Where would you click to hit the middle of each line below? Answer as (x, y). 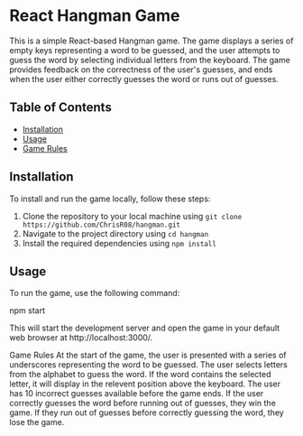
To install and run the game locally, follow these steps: (110, 199)
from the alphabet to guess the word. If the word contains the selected (141, 375)
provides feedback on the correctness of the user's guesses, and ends (141, 70)
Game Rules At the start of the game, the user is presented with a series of (148, 355)
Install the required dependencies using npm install (119, 243)
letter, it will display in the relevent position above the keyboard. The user (145, 384)
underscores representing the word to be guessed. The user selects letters (149, 365)
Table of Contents (61, 108)
